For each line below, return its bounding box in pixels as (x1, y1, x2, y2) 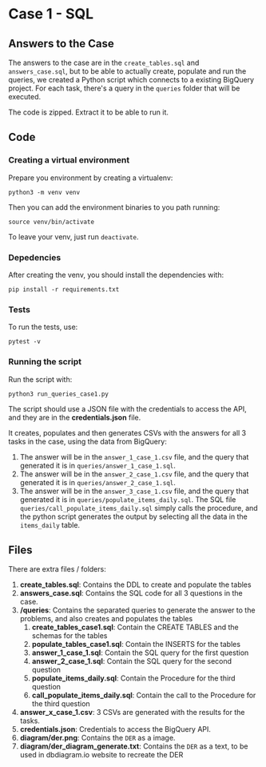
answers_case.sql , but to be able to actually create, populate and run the (8, 66, 247, 76)
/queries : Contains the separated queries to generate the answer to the (19, 605, 256, 615)
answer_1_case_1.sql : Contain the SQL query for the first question (31, 648, 249, 657)
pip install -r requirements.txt (8, 285, 120, 293)
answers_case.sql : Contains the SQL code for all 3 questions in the (19, 588, 244, 598)
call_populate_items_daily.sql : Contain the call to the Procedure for (31, 690, 256, 701)
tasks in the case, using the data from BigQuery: (8, 436, 168, 446)
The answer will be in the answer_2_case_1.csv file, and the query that (19, 469, 249, 479)
